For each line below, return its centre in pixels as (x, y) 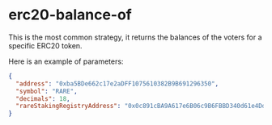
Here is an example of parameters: (66, 61)
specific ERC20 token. (45, 45)
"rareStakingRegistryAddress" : (68, 106)
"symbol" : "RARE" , (47, 91)
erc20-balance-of (70, 15)
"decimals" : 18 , (43, 98)
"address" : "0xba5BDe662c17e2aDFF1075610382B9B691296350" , (117, 83)
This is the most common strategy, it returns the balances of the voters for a (135, 37)
